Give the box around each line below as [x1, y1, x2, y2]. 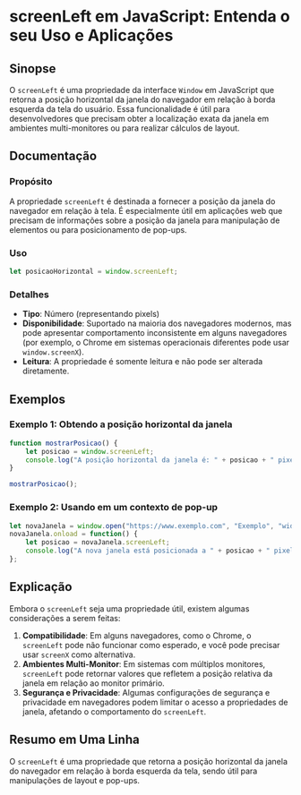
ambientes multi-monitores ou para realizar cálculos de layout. [9, 123, 240, 133]
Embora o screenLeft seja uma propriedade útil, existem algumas [9, 603, 250, 614]
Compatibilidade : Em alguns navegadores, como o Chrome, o [21, 629, 252, 641]
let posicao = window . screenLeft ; [25, 447, 154, 456]
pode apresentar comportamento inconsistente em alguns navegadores [21, 328, 288, 338]
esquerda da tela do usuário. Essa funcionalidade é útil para [9, 104, 230, 114]
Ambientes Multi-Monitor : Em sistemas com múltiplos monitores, [21, 658, 266, 669]
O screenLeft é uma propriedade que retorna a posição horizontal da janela [9, 756, 288, 766]
